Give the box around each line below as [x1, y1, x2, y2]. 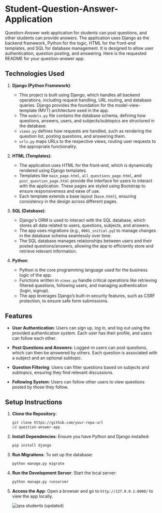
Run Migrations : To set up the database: [12, 452, 93, 457]
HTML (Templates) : [12, 153, 52, 159]
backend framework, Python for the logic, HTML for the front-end [5, 40, 136, 46]
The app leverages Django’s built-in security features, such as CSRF [19, 293, 155, 298]
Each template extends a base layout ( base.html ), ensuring [19, 193, 136, 199]
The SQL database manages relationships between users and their [19, 238, 152, 244]
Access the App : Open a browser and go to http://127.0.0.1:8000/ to [12, 488, 153, 494]
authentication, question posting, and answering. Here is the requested [5, 50, 147, 56]
